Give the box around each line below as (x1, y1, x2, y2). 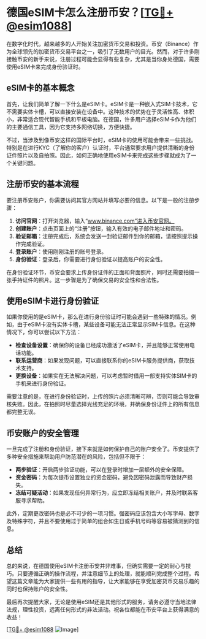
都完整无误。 (6, 408, 39, 416)
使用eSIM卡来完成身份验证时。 (6, 63, 84, 71)
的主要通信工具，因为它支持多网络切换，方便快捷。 (6, 123, 135, 131)
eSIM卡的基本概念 (6, 83, 75, 93)
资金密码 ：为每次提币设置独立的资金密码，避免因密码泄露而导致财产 (15, 473, 188, 481)
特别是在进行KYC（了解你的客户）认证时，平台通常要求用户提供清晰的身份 (6, 143, 195, 151)
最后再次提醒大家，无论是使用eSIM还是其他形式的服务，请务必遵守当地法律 (6, 599, 197, 605)
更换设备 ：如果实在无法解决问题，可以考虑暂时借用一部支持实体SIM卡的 (15, 372, 197, 380)
